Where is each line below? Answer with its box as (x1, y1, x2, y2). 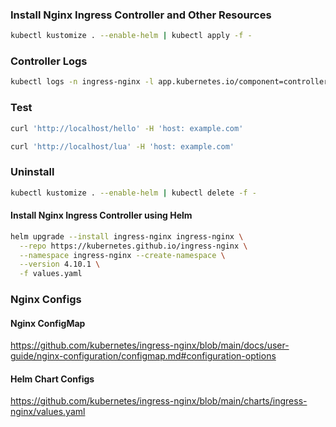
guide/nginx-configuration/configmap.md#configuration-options (10, 350, 277, 362)
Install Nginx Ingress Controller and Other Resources (10, 8, 272, 22)
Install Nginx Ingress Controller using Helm (10, 209, 193, 222)
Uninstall (10, 165, 55, 179)
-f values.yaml (19, 269, 83, 279)
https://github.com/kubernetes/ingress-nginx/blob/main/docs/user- (10, 339, 290, 352)
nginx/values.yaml (10, 406, 86, 418)
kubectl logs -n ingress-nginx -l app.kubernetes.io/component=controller (10, 77, 329, 87)
